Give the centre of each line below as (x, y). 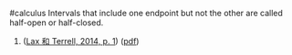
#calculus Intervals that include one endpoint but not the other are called (146, 13)
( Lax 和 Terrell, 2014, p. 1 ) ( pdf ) (81, 41)
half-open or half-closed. (57, 23)
